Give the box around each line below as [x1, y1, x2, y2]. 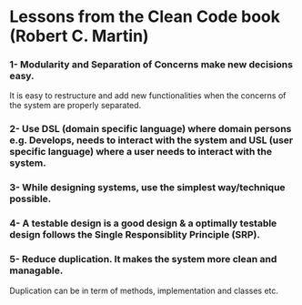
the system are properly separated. [9, 100, 142, 111]
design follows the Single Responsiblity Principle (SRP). [9, 229, 261, 241]
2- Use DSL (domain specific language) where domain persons [9, 123, 292, 136]
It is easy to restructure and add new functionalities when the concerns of [9, 90, 287, 101]
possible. [9, 193, 52, 206]
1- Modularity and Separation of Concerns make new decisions [9, 58, 294, 71]
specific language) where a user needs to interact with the [9, 146, 273, 158]
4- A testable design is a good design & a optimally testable [9, 217, 277, 229]
